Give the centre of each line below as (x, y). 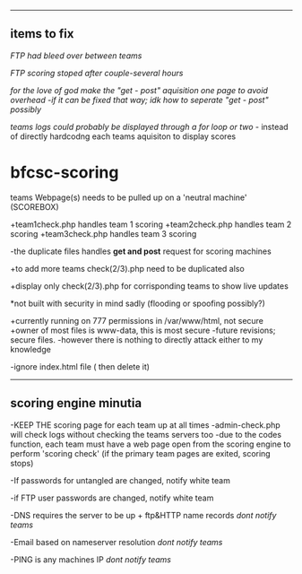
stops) (22, 463)
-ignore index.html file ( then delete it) (80, 366)
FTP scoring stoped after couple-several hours (97, 73)
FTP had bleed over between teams (76, 56)
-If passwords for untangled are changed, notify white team (121, 480)
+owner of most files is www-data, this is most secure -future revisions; (143, 330)
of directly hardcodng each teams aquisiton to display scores (123, 136)
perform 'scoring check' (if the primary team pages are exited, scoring (141, 453)
